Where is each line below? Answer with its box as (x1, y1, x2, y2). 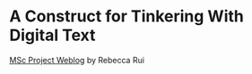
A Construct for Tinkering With (9, 6, 244, 27)
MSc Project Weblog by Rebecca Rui (9, 54, 145, 65)
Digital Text (9, 25, 96, 45)
